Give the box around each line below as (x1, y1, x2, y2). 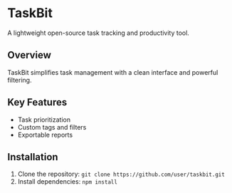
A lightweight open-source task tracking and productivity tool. (7, 28, 190, 37)
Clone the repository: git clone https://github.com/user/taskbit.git (17, 169, 226, 179)
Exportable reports (17, 130, 73, 139)
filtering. (7, 75, 32, 84)
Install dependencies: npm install (17, 177, 117, 186)
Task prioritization (17, 115, 71, 124)
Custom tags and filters (17, 122, 87, 131)
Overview (7, 49, 52, 61)
